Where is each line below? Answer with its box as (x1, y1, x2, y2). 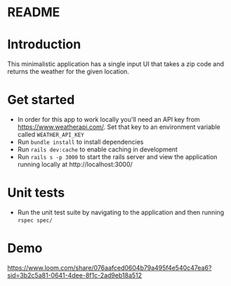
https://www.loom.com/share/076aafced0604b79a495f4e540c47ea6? (7, 263, 212, 272)
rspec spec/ (17, 217, 53, 224)
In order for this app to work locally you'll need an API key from (17, 116, 200, 124)
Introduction (7, 37, 81, 53)
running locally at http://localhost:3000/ (17, 160, 133, 169)
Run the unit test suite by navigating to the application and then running (17, 209, 225, 216)
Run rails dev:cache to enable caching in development (17, 145, 178, 154)
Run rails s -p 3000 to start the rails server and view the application (17, 153, 218, 161)
